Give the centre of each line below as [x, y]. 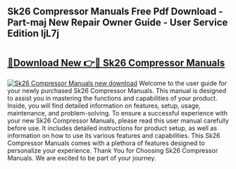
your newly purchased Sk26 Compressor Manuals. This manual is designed [117, 90]
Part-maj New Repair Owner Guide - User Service [118, 23]
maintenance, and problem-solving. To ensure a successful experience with [117, 113]
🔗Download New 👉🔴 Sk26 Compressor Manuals [116, 63]
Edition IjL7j [33, 33]
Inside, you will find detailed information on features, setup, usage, [104, 106]
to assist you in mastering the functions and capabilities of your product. [112, 98]
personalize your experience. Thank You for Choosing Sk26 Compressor [113, 150]
